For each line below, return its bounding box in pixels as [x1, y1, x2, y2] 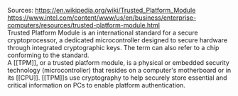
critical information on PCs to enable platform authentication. [7, 81, 186, 89]
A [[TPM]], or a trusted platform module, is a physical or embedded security [7, 59, 229, 66]
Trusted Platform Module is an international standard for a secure [7, 28, 198, 37]
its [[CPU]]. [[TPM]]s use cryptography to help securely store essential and [7, 73, 227, 82]
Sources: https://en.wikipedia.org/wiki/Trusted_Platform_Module [7, 6, 196, 14]
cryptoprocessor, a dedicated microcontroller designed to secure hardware [7, 36, 228, 44]
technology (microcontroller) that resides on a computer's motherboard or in [7, 66, 232, 74]
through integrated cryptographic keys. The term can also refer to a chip [7, 44, 220, 52]
